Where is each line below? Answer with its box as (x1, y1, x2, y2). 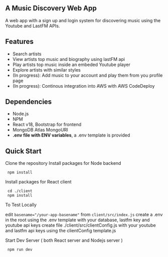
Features (5, 37, 34, 46)
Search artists (12, 50, 42, 57)
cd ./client (7, 188, 33, 194)
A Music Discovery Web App (5, 4, 97, 13)
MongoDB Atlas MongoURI (12, 127, 68, 133)
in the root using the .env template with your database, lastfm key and (5, 217, 150, 223)
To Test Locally (5, 202, 37, 208)
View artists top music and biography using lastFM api (12, 56, 125, 62)
